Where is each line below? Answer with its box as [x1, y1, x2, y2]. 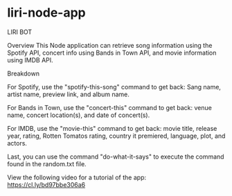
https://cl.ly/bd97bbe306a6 [7, 180, 86, 188]
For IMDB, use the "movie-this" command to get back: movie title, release [7, 124, 217, 132]
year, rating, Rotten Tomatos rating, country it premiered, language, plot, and [7, 132, 226, 140]
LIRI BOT [7, 28, 33, 36]
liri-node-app [7, 5, 86, 21]
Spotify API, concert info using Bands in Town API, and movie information [7, 48, 217, 57]
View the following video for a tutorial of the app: [7, 173, 147, 181]
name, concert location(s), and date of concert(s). [7, 111, 150, 119]
